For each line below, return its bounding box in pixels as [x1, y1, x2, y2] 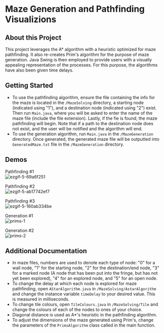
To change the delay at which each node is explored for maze [12, 281, 137, 286]
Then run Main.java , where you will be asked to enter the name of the [12, 110, 153, 116]
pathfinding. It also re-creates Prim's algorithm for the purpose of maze [5, 51, 149, 57]
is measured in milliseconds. [12, 296, 70, 302]
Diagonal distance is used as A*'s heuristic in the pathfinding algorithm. [12, 312, 158, 318]
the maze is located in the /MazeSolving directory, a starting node [12, 100, 144, 105]
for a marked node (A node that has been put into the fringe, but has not [12, 270, 158, 276]
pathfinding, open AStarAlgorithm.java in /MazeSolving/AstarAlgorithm [12, 286, 157, 292]
